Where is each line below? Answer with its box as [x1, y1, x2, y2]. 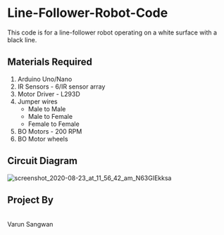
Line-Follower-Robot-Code [7, 5, 168, 21]
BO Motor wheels [17, 134, 68, 143]
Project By [7, 193, 54, 205]
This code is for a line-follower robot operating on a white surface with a [7, 28, 217, 37]
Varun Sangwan [7, 220, 54, 229]
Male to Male [27, 104, 66, 113]
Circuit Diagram [7, 155, 77, 167]
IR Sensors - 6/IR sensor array [17, 82, 106, 91]
